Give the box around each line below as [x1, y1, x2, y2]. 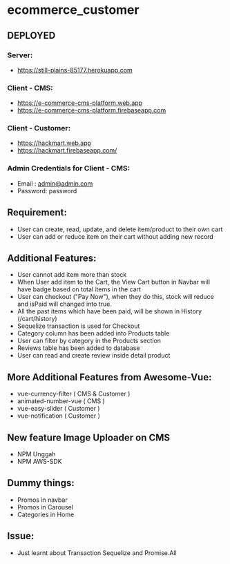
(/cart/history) [17, 315, 57, 323]
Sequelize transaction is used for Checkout [17, 322, 140, 330]
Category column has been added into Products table [17, 329, 170, 338]
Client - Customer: [7, 124, 71, 133]
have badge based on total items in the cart [17, 285, 142, 293]
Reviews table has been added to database [17, 344, 140, 352]
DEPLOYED [7, 30, 56, 41]
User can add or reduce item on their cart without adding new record [17, 232, 214, 240]
